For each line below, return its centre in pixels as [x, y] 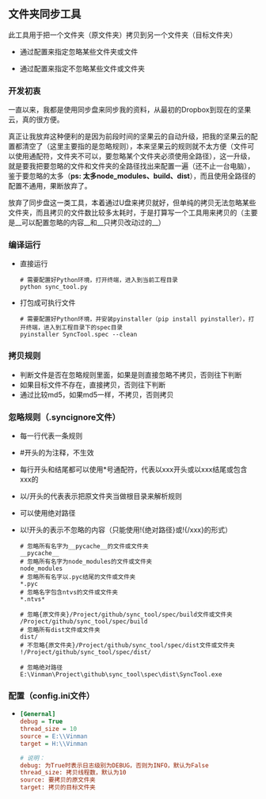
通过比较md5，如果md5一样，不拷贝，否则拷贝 [97, 394]
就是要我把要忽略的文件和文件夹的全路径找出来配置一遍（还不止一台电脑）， [131, 166]
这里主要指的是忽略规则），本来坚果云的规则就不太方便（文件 [148, 146]
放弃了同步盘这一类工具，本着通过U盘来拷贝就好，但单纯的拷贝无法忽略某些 [132, 203]
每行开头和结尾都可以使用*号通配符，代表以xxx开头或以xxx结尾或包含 [133, 469]
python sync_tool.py [53, 287]
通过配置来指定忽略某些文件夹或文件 [79, 51]
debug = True [41, 722]
